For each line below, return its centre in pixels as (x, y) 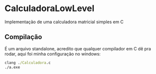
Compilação (23, 37)
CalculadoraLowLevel (50, 8)
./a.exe (12, 67)
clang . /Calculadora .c (28, 63)
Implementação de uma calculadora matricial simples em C (64, 22)
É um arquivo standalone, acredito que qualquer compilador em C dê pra (78, 48)
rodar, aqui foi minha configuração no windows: (53, 54)
